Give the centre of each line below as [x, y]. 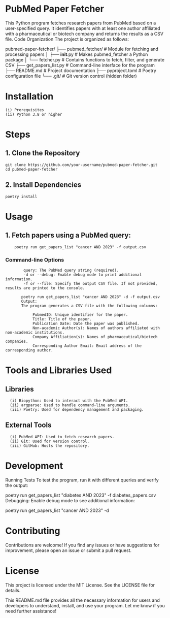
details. [13, 590]
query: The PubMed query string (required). [71, 270]
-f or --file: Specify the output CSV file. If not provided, [91, 283]
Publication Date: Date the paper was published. [86, 323]
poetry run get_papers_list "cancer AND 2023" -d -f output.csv [90, 297]
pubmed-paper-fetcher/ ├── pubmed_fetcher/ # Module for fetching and [82, 49]
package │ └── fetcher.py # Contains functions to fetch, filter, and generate [85, 59]
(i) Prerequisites [25, 110]
